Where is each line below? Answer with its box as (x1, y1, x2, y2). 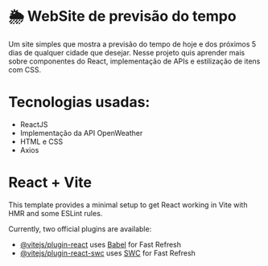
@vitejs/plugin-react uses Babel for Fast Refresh (19, 239, 182, 249)
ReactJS (19, 119, 48, 129)
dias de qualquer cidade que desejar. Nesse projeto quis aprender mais (8, 47, 245, 57)
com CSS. (8, 64, 42, 74)
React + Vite (8, 174, 93, 192)
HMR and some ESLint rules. (8, 208, 103, 218)
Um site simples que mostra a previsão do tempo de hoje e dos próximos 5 (8, 39, 257, 49)
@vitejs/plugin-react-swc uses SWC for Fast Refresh (19, 248, 196, 258)
